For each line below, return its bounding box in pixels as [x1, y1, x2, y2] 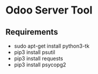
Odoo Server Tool [5, 4, 93, 17]
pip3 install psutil [13, 49, 55, 56]
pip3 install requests [13, 55, 63, 62]
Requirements [5, 27, 58, 37]
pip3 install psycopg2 [13, 61, 66, 68]
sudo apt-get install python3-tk [13, 42, 90, 49]
